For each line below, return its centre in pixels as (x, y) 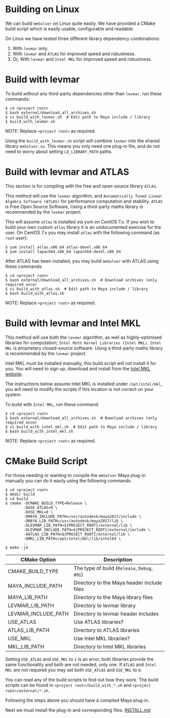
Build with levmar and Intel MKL (73, 323)
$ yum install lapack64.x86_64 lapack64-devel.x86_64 (63, 252)
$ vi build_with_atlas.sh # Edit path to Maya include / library (77, 289)
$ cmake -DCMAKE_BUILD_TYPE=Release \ (46, 503)
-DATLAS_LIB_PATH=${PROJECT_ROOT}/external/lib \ (77, 534)
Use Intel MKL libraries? (102, 638)
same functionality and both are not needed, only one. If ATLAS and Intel (81, 664)
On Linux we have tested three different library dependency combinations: (83, 38)
